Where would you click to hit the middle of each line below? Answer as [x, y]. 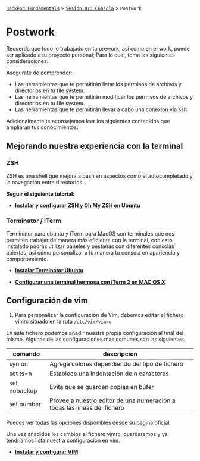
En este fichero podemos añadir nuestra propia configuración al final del [95, 333]
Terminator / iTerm [34, 221]
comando [26, 354]
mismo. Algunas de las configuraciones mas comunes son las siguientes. [96, 339]
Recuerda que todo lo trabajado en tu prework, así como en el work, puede [98, 48]
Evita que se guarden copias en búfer [102, 387]
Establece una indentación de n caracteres [109, 374]
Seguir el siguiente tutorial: [40, 194]
